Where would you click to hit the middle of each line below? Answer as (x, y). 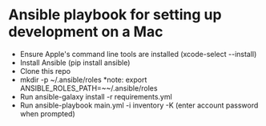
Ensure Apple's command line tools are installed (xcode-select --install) (138, 54)
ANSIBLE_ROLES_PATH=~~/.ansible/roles (89, 88)
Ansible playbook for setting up (115, 15)
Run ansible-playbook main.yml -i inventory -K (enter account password (139, 105)
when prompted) (48, 113)
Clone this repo (45, 71)
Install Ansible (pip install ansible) (75, 63)
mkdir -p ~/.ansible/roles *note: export (83, 79)
